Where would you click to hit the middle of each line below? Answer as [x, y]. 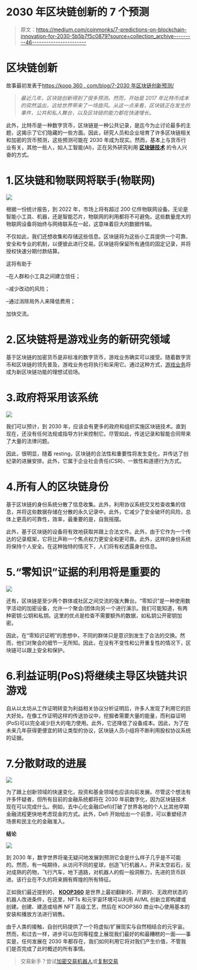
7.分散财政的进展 [46, 764]
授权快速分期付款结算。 [34, 251]
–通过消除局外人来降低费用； [41, 301]
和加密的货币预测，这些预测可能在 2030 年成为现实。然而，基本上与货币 [94, 140]
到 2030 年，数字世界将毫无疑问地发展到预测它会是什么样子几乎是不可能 [94, 858]
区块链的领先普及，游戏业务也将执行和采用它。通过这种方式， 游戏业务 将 [103, 364]
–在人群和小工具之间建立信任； [43, 276]
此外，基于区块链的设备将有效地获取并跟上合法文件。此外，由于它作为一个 [96, 531]
